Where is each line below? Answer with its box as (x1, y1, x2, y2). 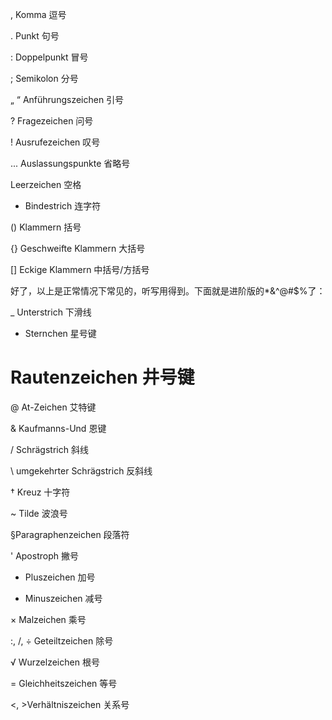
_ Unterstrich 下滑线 (10, 306, 92, 318)
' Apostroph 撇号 (10, 549, 79, 562)
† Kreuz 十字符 (10, 486, 71, 498)
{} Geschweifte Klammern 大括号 (10, 243, 146, 254)
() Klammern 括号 (10, 221, 82, 233)
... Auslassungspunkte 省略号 (10, 158, 131, 169)
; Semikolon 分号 (10, 73, 79, 84)
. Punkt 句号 (10, 30, 60, 42)
